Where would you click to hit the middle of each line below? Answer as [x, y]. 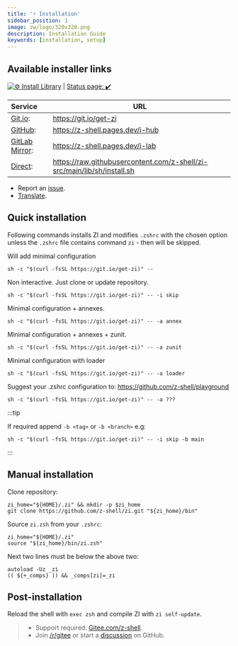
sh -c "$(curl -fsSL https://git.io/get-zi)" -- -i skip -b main [106, 439]
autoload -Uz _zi [33, 569]
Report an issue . [41, 188]
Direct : [22, 166]
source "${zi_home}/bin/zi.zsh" [55, 543]
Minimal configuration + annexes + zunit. [67, 334]
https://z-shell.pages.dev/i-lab [104, 146]
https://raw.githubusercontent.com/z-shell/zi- [130, 161]
